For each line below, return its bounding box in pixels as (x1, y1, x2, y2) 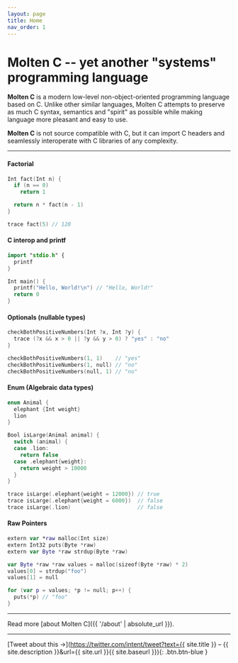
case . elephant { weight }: (13, 458, 87, 465)
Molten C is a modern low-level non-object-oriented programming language (7, 93, 230, 102)
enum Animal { (7, 399, 50, 406)
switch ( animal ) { (13, 438, 69, 446)
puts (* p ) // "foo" (13, 593, 69, 601)
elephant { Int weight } (13, 405, 81, 412)
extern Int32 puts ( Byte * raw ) (7, 541, 97, 549)
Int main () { (7, 278, 46, 285)
